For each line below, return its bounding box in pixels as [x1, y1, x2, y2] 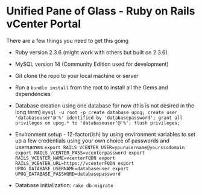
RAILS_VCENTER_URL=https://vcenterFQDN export [14, 160, 134, 167]
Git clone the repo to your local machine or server [14, 72, 139, 79]
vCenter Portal [6, 17, 81, 31]
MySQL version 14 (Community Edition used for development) [14, 60, 169, 68]
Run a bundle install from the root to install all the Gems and [14, 83, 168, 91]
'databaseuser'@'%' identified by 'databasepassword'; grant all [14, 115, 183, 121]
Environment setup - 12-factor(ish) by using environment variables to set [14, 130, 196, 138]
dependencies [14, 90, 51, 97]
